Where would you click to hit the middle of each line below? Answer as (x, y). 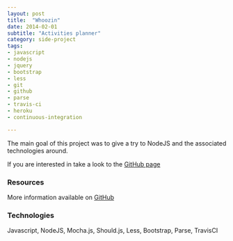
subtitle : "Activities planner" (54, 33)
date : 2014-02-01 (32, 26)
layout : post (26, 14)
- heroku (20, 111)
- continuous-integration (45, 117)
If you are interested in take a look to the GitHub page (84, 164)
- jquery (20, 65)
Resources (26, 182)
